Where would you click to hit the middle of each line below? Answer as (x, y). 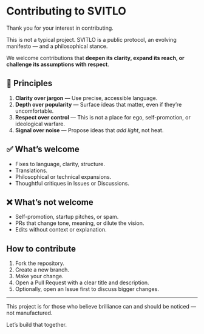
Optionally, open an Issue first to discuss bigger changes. (87, 289)
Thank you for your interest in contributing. (60, 28)
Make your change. (39, 276)
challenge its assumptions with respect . (58, 64)
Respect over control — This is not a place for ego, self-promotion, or (103, 117)
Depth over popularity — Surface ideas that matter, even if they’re (98, 104)
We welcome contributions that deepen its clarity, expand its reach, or (95, 58)
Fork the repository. (40, 263)
